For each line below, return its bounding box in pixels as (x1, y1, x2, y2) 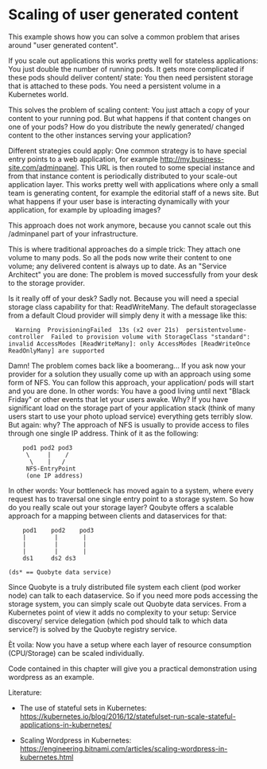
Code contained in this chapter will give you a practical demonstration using (8, 663, 257, 673)
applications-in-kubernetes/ (19, 720, 112, 729)
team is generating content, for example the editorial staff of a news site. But (8, 188, 259, 197)
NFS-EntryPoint (25, 464, 77, 473)
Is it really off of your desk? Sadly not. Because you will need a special (8, 293, 239, 303)
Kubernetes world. (8, 89, 69, 99)
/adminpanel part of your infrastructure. (8, 228, 138, 238)
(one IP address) (25, 471, 83, 479)
